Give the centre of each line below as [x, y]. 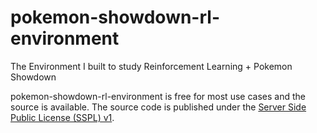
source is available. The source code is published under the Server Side [158, 107]
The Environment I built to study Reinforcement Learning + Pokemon [151, 66]
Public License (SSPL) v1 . [62, 117]
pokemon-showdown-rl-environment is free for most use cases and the [158, 96]
